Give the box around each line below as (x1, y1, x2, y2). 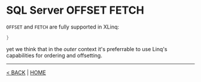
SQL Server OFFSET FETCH (6, 4, 145, 17)
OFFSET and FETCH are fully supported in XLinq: (6, 23, 120, 30)
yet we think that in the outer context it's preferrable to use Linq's (6, 45, 167, 52)
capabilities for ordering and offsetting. (6, 52, 103, 59)
